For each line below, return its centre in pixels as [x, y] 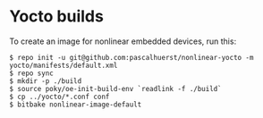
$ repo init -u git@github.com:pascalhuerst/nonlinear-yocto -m [131, 57]
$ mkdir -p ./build [46, 81]
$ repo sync [31, 73]
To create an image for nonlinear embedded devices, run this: [123, 41]
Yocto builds [57, 17]
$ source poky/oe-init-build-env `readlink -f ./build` [115, 88]
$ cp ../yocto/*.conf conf [59, 97]
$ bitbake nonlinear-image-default [76, 105]
